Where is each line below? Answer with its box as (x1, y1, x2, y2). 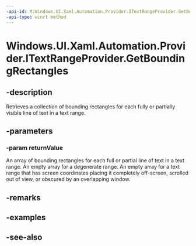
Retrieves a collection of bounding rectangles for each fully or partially (6, 103, 176, 110)
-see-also (6, 233, 43, 242)
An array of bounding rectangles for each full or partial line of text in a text (6, 157, 185, 164)
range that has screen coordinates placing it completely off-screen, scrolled (6, 169, 188, 176)
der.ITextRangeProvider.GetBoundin (6, 52, 185, 65)
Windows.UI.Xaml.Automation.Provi (6, 39, 185, 53)
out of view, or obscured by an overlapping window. (6, 176, 131, 183)
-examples (6, 212, 46, 223)
